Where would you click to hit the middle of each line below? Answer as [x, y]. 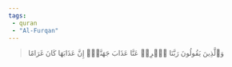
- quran [24, 23]
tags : [17, 16]
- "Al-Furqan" [35, 30]
